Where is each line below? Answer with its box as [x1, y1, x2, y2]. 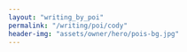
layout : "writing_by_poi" [8, 12, 104, 22]
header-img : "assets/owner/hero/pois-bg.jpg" [8, 29, 179, 38]
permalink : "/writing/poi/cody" [8, 21, 128, 30]
